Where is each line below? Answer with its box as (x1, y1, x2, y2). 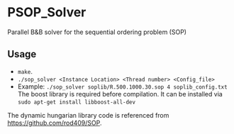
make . (17, 67, 33, 75)
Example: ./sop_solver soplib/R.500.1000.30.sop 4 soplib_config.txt (17, 82, 228, 91)
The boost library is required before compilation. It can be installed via (17, 89, 223, 98)
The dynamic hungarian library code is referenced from (7, 111, 169, 119)
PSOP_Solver (7, 4, 87, 21)
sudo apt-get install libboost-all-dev (17, 99, 136, 106)
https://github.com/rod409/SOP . (7, 118, 102, 127)
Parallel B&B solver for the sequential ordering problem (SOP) (7, 28, 186, 36)
